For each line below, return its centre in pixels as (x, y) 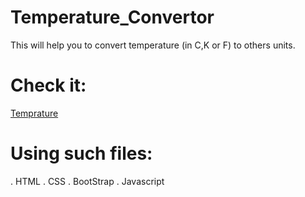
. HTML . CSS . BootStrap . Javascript (87, 181)
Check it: (48, 85)
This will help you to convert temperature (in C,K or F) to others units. (153, 45)
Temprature (34, 113)
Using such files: (81, 153)
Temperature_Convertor (112, 17)
